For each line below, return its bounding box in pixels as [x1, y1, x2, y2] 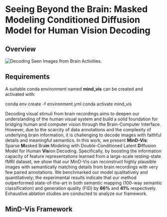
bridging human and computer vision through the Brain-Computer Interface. [5, 121, 161, 127]
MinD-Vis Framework [5, 205, 73, 213]
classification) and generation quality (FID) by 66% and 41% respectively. [5, 185, 157, 191]
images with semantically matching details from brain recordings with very [5, 164, 158, 170]
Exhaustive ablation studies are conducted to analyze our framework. [5, 190, 148, 196]
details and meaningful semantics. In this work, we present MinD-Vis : [5, 137, 149, 143]
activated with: [5, 91, 36, 97]
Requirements [5, 73, 50, 81]
